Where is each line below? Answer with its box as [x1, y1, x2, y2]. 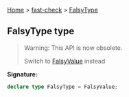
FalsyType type [7, 25, 75, 37]
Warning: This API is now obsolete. [23, 44, 123, 52]
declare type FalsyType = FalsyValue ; [7, 83, 118, 90]
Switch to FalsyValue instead [23, 57, 106, 65]
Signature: [7, 70, 38, 78]
